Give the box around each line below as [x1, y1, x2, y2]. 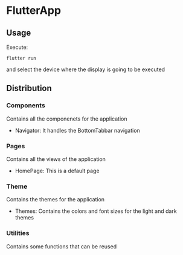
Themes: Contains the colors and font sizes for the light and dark [14, 207, 177, 215]
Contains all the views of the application [6, 155, 106, 163]
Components [6, 101, 45, 110]
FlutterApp [6, 4, 62, 17]
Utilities [6, 229, 30, 238]
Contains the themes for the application [6, 196, 104, 203]
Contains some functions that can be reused [6, 242, 117, 250]
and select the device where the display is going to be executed [6, 66, 165, 73]
